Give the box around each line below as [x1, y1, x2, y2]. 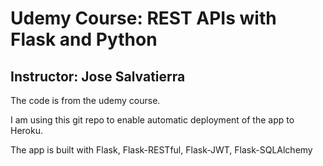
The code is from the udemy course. [10, 95, 161, 106]
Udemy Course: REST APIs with [10, 7, 277, 30]
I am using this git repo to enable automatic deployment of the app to [10, 114, 295, 126]
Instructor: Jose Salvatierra [10, 68, 186, 85]
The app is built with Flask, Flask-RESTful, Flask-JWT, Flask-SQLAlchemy [10, 144, 313, 156]
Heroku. [10, 125, 43, 136]
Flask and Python [10, 28, 158, 51]
